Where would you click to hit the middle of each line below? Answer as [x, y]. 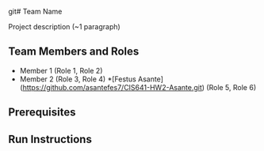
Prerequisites [42, 113]
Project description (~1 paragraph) [64, 26]
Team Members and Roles [74, 52]
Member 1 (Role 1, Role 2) [61, 70]
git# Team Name [35, 11]
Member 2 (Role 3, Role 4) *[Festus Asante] [92, 79]
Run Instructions [50, 139]
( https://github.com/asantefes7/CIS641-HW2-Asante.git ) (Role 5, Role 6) [138, 87]
